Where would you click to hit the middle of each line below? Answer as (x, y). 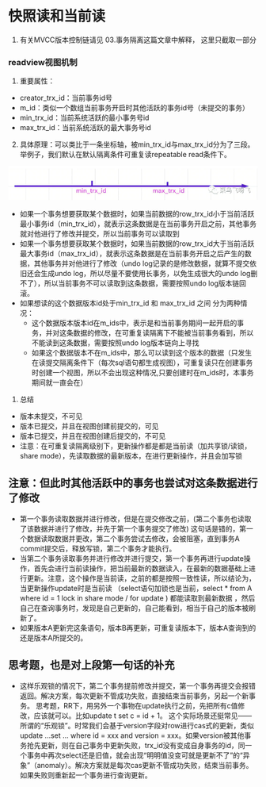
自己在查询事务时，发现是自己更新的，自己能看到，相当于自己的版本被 (134, 608)
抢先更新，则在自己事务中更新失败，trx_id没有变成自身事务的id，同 (136, 745)
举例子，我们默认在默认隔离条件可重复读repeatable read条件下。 (125, 155)
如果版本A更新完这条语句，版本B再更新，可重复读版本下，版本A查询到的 (138, 628)
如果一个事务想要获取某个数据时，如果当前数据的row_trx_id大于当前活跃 (137, 244)
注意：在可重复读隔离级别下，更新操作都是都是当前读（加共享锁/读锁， (135, 446)
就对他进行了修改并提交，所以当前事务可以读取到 (99, 234)
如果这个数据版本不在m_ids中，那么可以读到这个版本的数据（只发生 (142, 353)
